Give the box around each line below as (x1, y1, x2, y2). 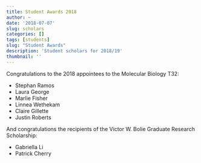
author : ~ (6, 14, 31, 20)
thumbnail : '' (6, 54, 42, 60)
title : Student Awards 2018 (6, 8, 77, 15)
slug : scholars (6, 25, 45, 32)
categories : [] (6, 31, 45, 37)
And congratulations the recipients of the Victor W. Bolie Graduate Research (6, 125, 195, 132)
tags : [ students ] (6, 37, 50, 43)
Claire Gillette (14, 107, 49, 114)
